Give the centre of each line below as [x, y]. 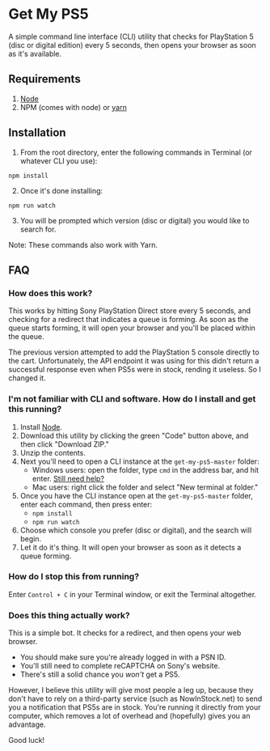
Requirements [44, 79]
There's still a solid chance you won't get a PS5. [100, 675]
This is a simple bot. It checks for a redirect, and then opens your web [125, 633]
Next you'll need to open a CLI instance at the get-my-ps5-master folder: [140, 461]
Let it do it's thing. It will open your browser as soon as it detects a [131, 547]
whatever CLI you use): [59, 161]
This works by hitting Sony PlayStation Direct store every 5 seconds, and [130, 311]
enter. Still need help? [68, 478]
